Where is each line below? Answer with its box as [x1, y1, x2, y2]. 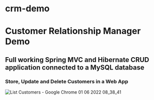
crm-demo [5, 3, 50, 14]
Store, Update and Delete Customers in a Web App [5, 78, 128, 85]
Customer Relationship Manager [5, 26, 141, 37]
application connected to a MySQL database [5, 63, 145, 71]
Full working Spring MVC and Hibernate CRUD [5, 55, 150, 64]
